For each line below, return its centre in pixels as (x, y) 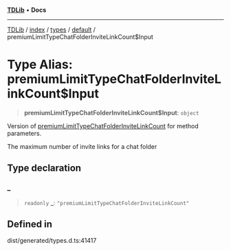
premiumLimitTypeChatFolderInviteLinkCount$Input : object (111, 112)
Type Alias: (40, 65)
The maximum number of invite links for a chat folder (82, 146)
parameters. (24, 133)
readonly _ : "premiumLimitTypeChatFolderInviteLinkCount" (107, 202)
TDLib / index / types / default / (52, 29)
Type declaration (44, 168)
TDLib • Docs (27, 10)
